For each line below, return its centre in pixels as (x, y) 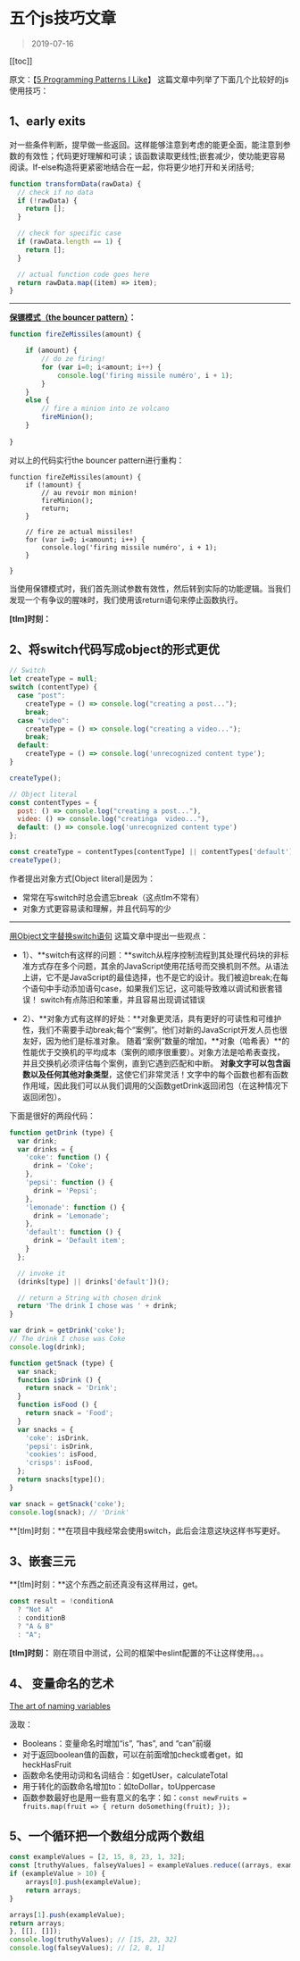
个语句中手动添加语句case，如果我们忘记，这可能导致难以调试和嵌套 (148, 988)
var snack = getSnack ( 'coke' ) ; (67, 1504)
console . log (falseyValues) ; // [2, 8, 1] (87, 1948)
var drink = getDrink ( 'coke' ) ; (67, 1331)
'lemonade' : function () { (75, 1207)
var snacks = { (46, 1429)
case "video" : (43, 720)
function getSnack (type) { (62, 1363)
